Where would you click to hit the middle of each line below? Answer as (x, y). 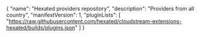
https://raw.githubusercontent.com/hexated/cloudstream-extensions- (95, 21)
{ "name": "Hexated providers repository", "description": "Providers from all (100, 9)
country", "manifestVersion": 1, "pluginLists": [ (63, 15)
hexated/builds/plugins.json (41, 27)
